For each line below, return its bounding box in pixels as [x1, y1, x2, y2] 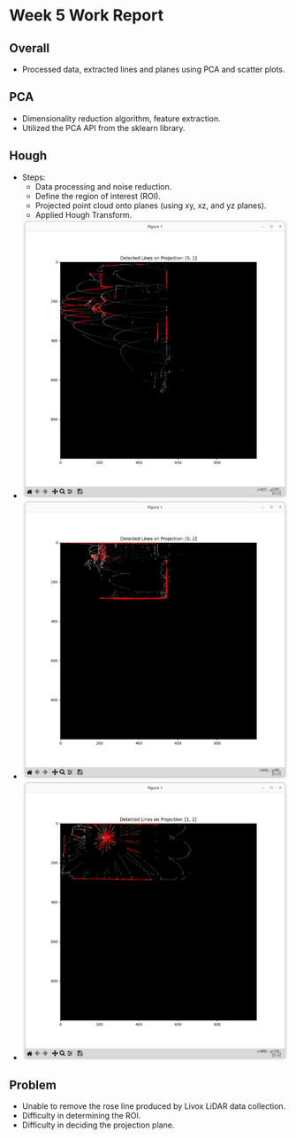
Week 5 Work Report [9, 5, 164, 26]
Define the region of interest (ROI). [34, 190, 162, 201]
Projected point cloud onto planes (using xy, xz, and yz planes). [34, 200, 267, 211]
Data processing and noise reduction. [34, 181, 172, 191]
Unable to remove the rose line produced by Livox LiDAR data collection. [21, 1101, 286, 1112]
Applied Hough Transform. [34, 209, 133, 220]
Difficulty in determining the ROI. [21, 1111, 141, 1121]
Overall [9, 41, 50, 56]
